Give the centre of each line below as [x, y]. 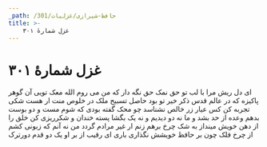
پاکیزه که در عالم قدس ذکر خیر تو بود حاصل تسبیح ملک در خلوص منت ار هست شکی [133, 101]
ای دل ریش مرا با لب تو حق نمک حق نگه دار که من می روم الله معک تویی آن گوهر [130, 92]
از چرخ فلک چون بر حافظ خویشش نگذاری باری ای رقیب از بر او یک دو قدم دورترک [131, 135]
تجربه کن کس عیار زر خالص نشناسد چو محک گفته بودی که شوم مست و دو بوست [129, 109]
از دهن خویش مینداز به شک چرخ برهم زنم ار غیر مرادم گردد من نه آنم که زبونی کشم [133, 126]
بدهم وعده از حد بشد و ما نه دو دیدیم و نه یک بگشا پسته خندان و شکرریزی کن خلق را [134, 117]
